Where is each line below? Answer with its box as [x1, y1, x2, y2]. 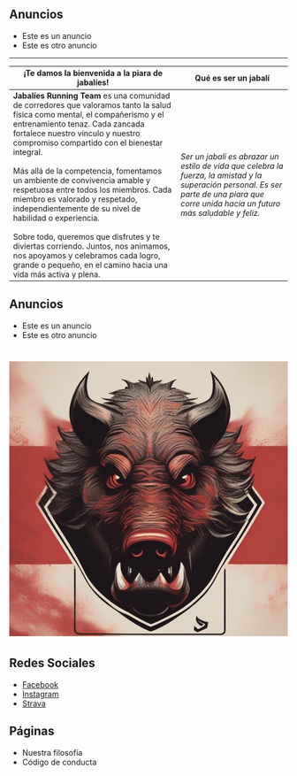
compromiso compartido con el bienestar [12, 137, 164, 148]
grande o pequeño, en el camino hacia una [12, 259, 168, 270]
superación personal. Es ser [180, 180, 283, 190]
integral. [12, 146, 43, 158]
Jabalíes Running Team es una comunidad [12, 90, 171, 101]
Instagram [21, 688, 59, 699]
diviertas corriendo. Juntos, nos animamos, [12, 241, 171, 251]
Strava [21, 698, 46, 709]
